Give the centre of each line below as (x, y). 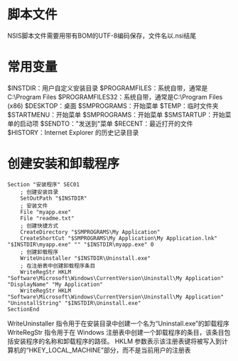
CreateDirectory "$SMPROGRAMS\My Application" (90, 232)
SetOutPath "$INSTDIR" (54, 198)
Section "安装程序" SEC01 (44, 184)
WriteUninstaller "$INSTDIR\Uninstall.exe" (86, 258)
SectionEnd (23, 309)
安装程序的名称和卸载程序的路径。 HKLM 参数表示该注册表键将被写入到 (118, 341)
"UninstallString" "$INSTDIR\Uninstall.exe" (74, 303)
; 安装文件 (34, 206)
